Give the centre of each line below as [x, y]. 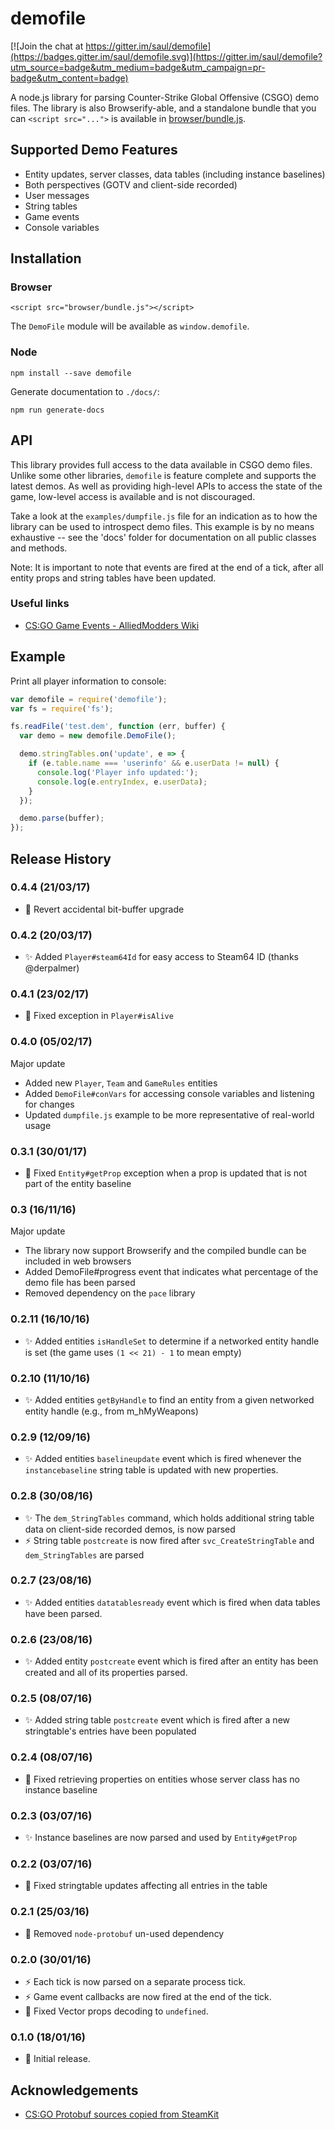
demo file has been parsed [80, 1283]
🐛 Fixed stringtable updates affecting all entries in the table [146, 1886]
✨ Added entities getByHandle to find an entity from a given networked [169, 1399]
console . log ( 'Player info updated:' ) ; [117, 772]
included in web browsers [78, 1261]
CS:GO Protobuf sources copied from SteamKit [122, 2114]
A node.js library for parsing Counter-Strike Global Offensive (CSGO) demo [165, 97]
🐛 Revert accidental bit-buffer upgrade [104, 909]
